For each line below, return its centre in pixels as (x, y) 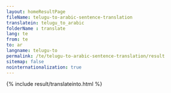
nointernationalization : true (44, 67)
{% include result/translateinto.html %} (54, 84)
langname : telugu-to (32, 51)
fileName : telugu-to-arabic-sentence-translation (70, 17)
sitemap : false (25, 61)
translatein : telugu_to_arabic (45, 23)
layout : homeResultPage (36, 12)
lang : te (17, 34)
